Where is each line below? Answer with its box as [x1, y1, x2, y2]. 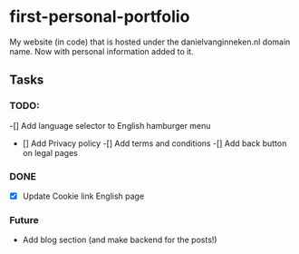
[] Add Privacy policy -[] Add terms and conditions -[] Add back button [22, 138, 287, 149]
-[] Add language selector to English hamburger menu [9, 120, 211, 131]
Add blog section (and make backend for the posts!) [22, 234, 217, 246]
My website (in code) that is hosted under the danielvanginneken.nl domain [9, 36, 291, 47]
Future [9, 213, 39, 226]
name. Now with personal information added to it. [9, 45, 194, 56]
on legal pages [22, 147, 79, 158]
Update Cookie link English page [22, 190, 145, 201]
